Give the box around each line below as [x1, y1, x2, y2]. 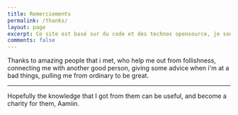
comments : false [7, 37, 55, 44]
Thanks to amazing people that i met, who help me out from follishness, [7, 56, 216, 65]
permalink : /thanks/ [7, 17, 69, 24]
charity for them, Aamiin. [7, 99, 80, 108]
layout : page [7, 23, 46, 31]
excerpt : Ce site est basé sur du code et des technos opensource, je [7, 30, 220, 38]
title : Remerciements [7, 10, 72, 18]
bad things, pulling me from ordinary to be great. [7, 72, 149, 80]
